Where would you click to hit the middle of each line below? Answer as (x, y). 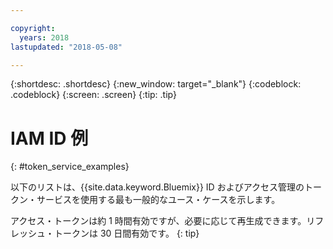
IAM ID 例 (49, 138)
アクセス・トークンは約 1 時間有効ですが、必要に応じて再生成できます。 (158, 221)
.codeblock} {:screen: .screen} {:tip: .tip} (93, 95)
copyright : (33, 28)
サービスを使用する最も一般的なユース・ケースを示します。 (158, 200)
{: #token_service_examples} (70, 167)
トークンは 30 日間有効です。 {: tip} (126, 233)
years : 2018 (44, 37)
